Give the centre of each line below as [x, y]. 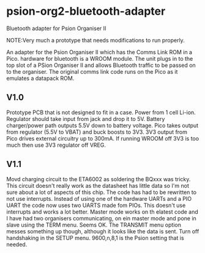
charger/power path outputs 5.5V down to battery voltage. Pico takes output [102, 125]
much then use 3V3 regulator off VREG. [56, 145]
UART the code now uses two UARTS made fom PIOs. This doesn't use [96, 205]
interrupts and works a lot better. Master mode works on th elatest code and [102, 212]
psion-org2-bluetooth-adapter [86, 11]
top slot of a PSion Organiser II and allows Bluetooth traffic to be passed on [101, 65]
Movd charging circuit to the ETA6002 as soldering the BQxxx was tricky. [99, 179]
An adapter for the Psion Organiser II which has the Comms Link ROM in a [99, 52]
